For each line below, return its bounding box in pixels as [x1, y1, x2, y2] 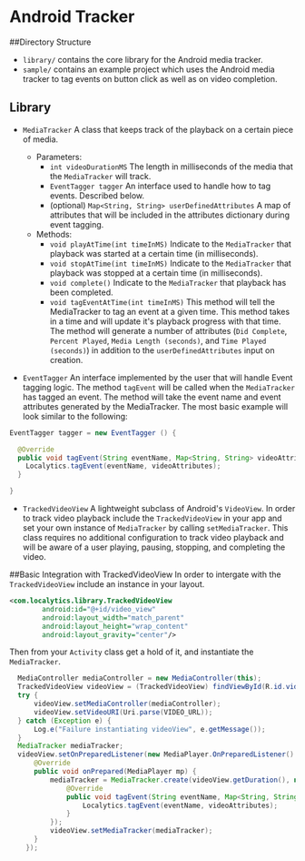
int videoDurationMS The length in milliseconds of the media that [49, 161, 293, 172]
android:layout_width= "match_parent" [42, 613, 184, 623]
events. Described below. [49, 189, 145, 201]
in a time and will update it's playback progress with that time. [49, 316, 281, 327]
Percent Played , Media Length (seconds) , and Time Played [49, 335, 267, 346]
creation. [49, 354, 84, 365]
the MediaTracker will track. [49, 170, 152, 181]
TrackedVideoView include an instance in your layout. [9, 579, 205, 589]
